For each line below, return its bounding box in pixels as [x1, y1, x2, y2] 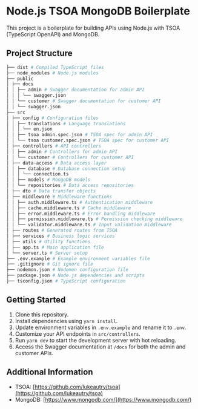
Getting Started [6, 295, 66, 305]
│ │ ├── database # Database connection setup [6, 165, 126, 172]
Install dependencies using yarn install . [15, 317, 118, 324]
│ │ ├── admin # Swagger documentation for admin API [6, 87, 145, 93]
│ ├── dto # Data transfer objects [6, 188, 96, 194]
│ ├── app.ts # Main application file [6, 244, 104, 250]
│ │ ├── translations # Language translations [6, 120, 126, 126]
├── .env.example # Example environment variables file [6, 255, 150, 261]
